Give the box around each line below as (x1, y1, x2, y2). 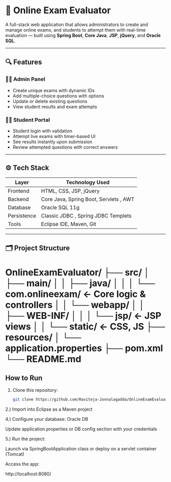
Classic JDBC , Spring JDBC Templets (41, 212, 132, 219)
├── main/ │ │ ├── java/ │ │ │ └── (5, 278, 155, 289)
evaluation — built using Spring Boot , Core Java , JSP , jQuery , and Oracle (5, 32, 161, 38)
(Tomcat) (5, 451, 24, 457)
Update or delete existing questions (12, 98, 88, 104)
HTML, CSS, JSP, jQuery (41, 187, 100, 194)
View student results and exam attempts (12, 103, 98, 110)
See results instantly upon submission (12, 139, 93, 145)
